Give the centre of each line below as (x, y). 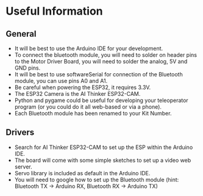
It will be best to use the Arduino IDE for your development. (89, 48)
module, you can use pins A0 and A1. (61, 81)
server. (23, 167)
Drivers (20, 132)
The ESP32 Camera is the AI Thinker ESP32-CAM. (77, 94)
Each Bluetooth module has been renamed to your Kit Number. (93, 113)
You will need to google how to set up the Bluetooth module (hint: (97, 180)
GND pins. (27, 68)
